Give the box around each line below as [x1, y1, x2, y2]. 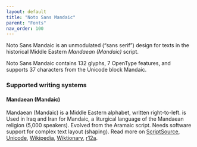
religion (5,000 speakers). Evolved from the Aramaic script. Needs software [6, 122, 192, 129]
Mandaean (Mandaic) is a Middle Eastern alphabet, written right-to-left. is [6, 109, 186, 117]
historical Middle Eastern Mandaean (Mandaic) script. [6, 48, 139, 56]
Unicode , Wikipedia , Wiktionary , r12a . [6, 134, 98, 142]
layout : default [6, 8, 46, 15]
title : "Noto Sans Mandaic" [6, 14, 76, 20]
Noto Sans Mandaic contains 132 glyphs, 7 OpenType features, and [6, 60, 171, 67]
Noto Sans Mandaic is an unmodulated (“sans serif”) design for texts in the [6, 42, 189, 49]
